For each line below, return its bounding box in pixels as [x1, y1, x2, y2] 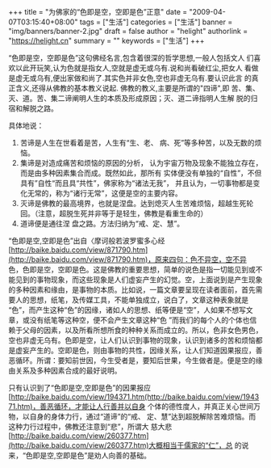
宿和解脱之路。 [8, 103, 58, 113]
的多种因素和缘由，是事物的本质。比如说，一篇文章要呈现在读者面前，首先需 [8, 285, 263, 294]
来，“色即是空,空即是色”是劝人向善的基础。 [8, 451, 152, 460]
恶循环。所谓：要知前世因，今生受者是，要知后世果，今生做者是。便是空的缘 [8, 356, 263, 365]
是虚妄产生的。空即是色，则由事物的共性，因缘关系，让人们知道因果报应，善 [8, 346, 263, 355]
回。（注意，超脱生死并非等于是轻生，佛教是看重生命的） [19, 209, 208, 218]
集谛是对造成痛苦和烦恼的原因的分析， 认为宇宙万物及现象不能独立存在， [19, 158, 263, 167]
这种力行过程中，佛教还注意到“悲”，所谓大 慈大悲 [8, 422, 173, 431]
